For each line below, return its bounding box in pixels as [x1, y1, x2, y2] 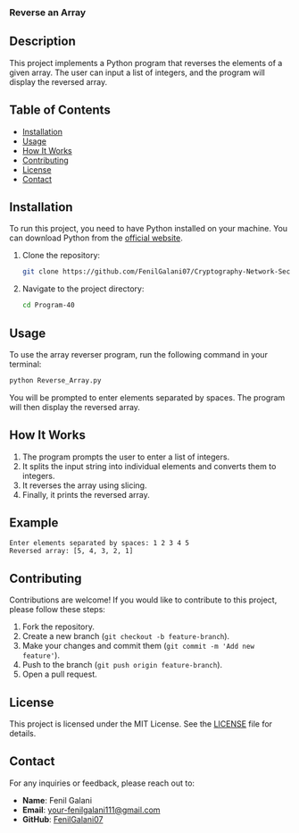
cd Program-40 [21, 301, 75, 310]
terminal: [9, 358, 42, 369]
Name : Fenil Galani [21, 795, 92, 805]
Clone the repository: [21, 250, 101, 261]
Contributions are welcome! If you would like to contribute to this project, [9, 594, 278, 605]
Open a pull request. [21, 669, 98, 680]
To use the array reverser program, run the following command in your [9, 349, 268, 359]
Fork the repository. [21, 621, 96, 632]
